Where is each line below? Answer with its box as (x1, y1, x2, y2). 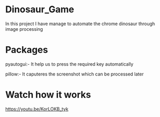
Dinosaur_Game (5, 4, 74, 15)
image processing (5, 26, 43, 32)
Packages (5, 44, 49, 56)
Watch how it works (5, 89, 91, 101)
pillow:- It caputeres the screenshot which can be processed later (5, 71, 144, 77)
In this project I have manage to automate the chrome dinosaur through (5, 21, 155, 27)
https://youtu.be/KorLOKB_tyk (5, 106, 68, 112)
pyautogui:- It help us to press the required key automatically (5, 61, 134, 67)
